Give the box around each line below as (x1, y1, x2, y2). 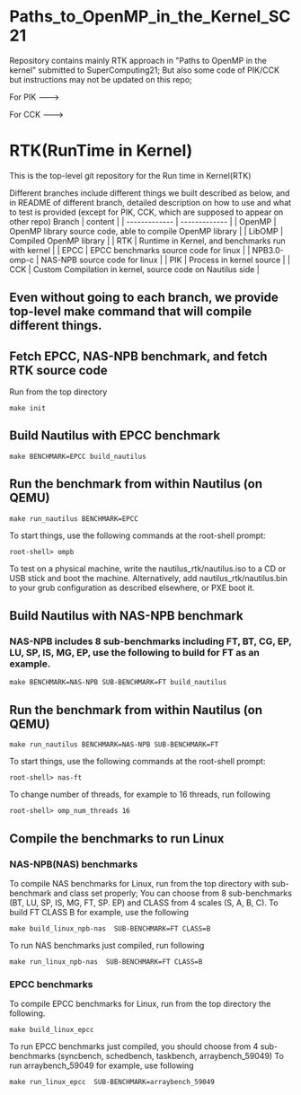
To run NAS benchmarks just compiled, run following (9, 940, 205, 950)
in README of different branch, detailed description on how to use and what (9, 197, 292, 208)
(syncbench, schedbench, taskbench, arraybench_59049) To (57, 1051, 285, 1062)
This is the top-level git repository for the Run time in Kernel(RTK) (9, 170, 252, 181)
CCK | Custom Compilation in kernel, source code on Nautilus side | (9, 263, 261, 275)
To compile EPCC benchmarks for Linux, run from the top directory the (9, 999, 271, 1010)
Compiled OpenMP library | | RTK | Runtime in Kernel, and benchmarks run (9, 235, 286, 246)
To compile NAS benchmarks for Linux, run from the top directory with (9, 878, 270, 888)
